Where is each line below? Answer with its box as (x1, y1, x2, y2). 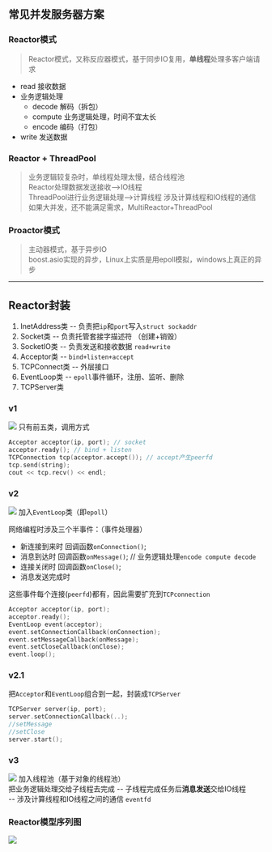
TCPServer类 (19, 382, 65, 392)
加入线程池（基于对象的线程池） (18, 774, 125, 784)
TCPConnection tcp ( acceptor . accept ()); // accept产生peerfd (8, 454, 213, 462)
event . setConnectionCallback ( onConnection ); (8, 628, 161, 636)
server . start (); (8, 735, 63, 743)
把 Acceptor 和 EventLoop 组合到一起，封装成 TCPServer (8, 689, 181, 699)
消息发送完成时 (19, 572, 70, 581)
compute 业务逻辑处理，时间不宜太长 (32, 112, 156, 121)
